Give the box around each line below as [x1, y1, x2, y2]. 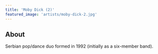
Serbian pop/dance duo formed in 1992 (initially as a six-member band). [5, 43, 153, 50]
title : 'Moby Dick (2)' [5, 7, 55, 12]
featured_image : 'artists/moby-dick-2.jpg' [5, 12, 97, 17]
